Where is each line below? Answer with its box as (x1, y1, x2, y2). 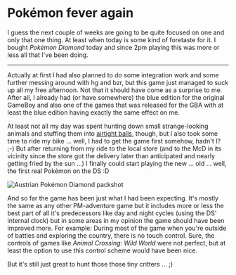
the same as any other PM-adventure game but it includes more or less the (7, 201, 224, 210)
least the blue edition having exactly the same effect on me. (7, 108, 181, 117)
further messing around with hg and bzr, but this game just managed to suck (7, 78, 229, 87)
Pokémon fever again (7, 5, 134, 21)
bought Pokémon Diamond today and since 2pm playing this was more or (7, 43, 220, 51)
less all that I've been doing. (7, 51, 89, 59)
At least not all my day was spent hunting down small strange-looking (7, 122, 209, 130)
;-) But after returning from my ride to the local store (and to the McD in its (7, 144, 222, 153)
